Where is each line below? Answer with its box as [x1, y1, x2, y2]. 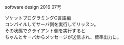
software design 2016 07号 [5, 4, 62, 10]
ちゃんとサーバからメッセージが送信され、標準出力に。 [5, 34, 121, 40]
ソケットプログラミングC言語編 [5, 15, 71, 21]
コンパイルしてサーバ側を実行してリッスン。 [5, 21, 99, 27]
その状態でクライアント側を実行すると [5, 28, 86, 34]
